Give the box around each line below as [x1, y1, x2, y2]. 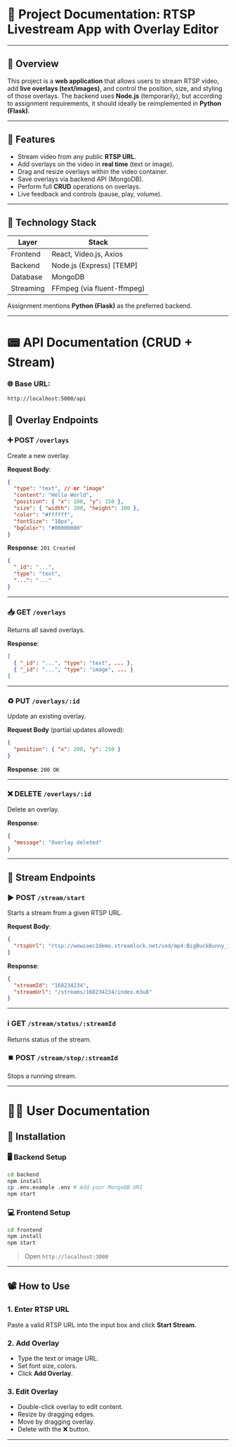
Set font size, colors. [17, 1362, 77, 1370]
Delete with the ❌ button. [17, 1425, 90, 1434]
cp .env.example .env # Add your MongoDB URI [7, 1184, 143, 1192]
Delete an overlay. [7, 805, 60, 814]
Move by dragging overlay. [17, 1417, 96, 1426]
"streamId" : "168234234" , [13, 982, 90, 989]
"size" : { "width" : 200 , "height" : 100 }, [13, 505, 140, 512]
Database [11, 272, 43, 282]
